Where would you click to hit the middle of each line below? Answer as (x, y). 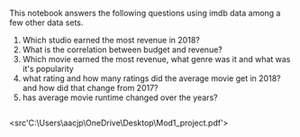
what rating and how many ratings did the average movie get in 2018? (151, 78)
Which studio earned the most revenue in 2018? (111, 40)
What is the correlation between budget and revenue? (122, 50)
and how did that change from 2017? (91, 88)
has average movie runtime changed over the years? (120, 97)
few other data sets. (46, 23)
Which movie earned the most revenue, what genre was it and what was (156, 59)
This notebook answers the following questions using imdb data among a (145, 13)
